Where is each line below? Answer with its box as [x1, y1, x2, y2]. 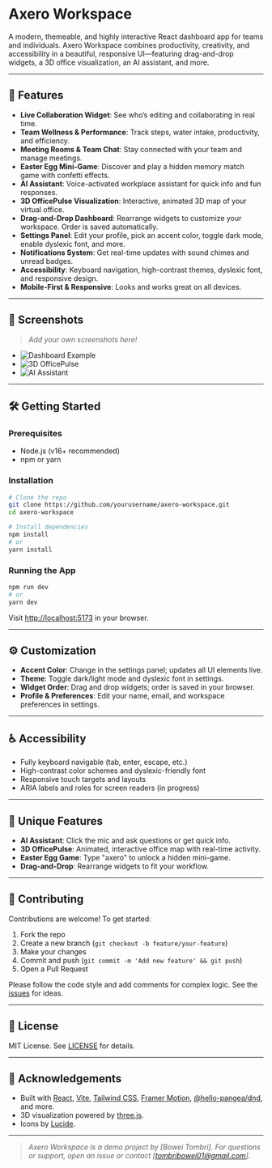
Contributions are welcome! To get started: [8, 914, 151, 924]
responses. [19, 187, 58, 197]
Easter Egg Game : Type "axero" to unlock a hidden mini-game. [19, 853, 231, 863]
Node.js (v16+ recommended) [19, 446, 120, 456]
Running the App [8, 564, 76, 576]
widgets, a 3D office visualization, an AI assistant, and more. [8, 57, 210, 67]
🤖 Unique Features [8, 814, 104, 828]
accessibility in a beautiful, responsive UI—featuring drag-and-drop [8, 49, 235, 58]
